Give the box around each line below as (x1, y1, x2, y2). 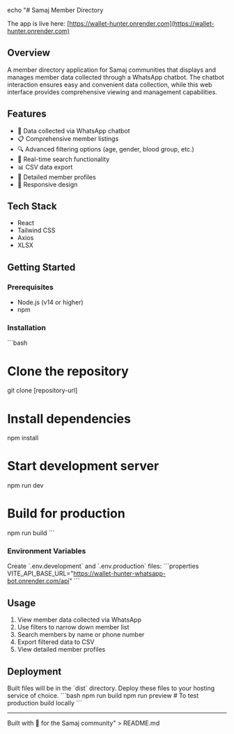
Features (7, 108, 47, 120)
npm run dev (7, 481, 44, 490)
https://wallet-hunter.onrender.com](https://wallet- (69, 20, 214, 27)
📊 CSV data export (17, 163, 73, 171)
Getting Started (7, 261, 76, 273)
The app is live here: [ (7, 20, 70, 27)
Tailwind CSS (17, 226, 56, 234)
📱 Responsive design (17, 180, 78, 188)
